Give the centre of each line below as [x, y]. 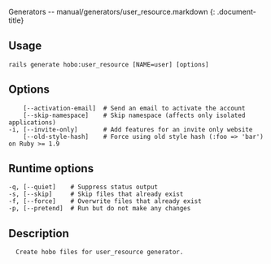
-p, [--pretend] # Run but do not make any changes [100, 209]
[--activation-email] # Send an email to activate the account [134, 108]
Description [39, 234]
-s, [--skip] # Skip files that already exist [96, 194]
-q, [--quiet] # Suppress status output [83, 187]
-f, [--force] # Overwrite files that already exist [105, 201]
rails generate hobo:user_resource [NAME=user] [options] [109, 64]
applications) [33, 122]
